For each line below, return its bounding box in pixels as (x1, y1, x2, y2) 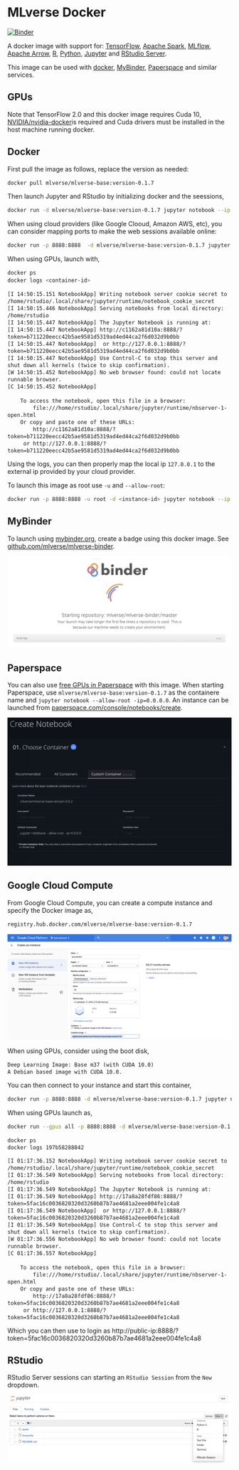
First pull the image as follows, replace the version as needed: (7, 164, 189, 173)
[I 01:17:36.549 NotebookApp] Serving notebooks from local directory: (7, 1171, 224, 1178)
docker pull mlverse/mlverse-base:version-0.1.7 (7, 179, 154, 186)
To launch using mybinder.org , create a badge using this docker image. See (7, 534, 229, 543)
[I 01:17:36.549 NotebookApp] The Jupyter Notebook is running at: (7, 1185, 212, 1193)
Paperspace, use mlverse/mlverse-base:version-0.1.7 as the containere (7, 688, 220, 697)
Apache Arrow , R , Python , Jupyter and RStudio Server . (7, 49, 167, 58)
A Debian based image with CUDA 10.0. (7, 1068, 122, 1075)
